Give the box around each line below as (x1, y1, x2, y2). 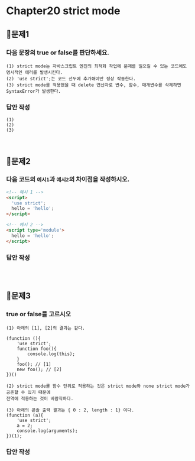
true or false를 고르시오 (6, 310, 71, 319)
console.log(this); (27, 350, 76, 357)
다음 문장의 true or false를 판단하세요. (6, 48, 109, 57)
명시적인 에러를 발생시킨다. (6, 69, 63, 75)
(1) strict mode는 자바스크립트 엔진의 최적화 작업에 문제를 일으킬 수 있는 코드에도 (6, 63, 187, 69)
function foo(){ (17, 346, 57, 352)
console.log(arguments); (17, 427, 78, 434)
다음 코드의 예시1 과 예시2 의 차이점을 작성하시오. (6, 176, 130, 184)
